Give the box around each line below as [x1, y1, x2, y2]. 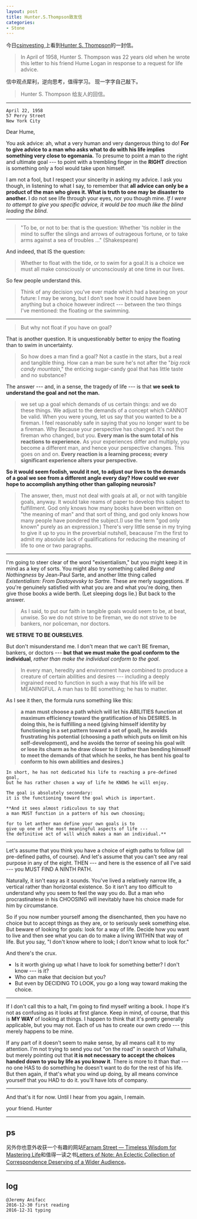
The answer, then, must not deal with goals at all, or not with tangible [20, 492, 188, 499]
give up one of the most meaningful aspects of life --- [6, 826, 148, 832]
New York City [6, 118, 41, 124]
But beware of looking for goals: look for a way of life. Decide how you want [6, 926, 189, 933]
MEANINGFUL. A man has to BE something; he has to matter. [20, 685, 168, 693]
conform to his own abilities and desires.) [20, 758, 124, 765]
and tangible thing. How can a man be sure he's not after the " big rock [20, 359, 191, 366]
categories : [6, 19, 35, 25]
